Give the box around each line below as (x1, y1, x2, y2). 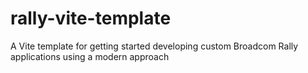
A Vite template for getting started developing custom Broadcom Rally (10, 40, 299, 52)
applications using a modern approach (10, 50, 170, 62)
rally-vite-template (10, 7, 172, 30)
